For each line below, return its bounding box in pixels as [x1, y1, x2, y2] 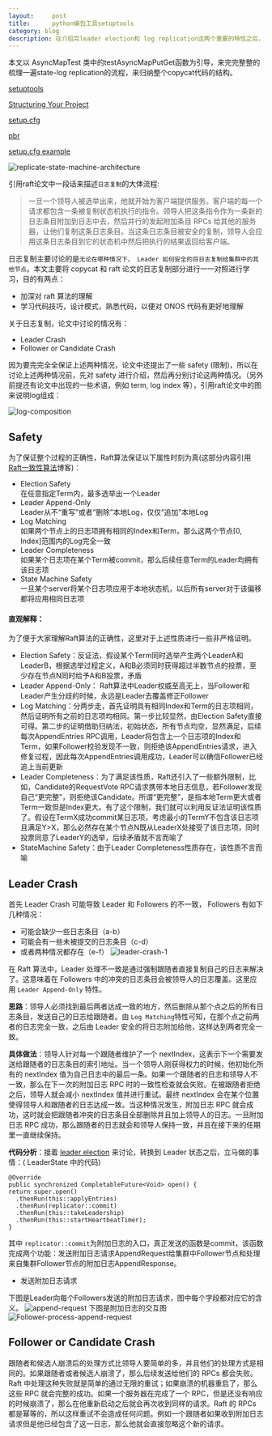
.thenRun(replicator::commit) [15, 1202, 117, 1210]
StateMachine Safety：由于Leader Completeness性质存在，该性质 [19, 843, 241, 852]
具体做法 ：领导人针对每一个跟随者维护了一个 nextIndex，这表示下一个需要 [8, 1049, 257, 1059]
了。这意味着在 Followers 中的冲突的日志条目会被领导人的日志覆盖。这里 [8, 975, 250, 984]
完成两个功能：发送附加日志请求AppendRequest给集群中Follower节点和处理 [8, 1248, 261, 1259]
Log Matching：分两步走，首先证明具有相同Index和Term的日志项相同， [19, 701, 258, 711]
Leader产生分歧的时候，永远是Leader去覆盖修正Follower [19, 691, 209, 701]
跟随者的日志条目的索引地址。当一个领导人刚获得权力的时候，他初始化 [22, 1060, 257, 1069]
